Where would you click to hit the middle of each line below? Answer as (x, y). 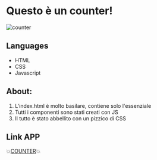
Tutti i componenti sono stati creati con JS (67, 112)
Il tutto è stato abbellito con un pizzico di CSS (70, 118)
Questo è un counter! (59, 11)
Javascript (28, 73)
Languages (27, 46)
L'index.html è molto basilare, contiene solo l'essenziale (83, 105)
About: (19, 92)
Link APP (23, 137)
